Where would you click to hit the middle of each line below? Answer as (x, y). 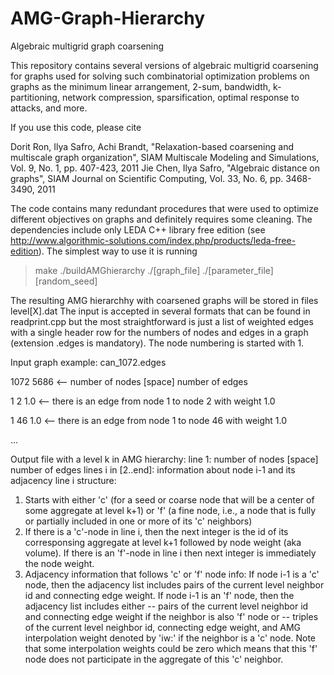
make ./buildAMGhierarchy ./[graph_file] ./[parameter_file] (154, 270)
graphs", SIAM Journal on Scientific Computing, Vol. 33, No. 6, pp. (147, 178)
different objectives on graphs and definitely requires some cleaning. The (161, 219)
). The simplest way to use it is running (118, 251)
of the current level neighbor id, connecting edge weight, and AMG (163, 627)
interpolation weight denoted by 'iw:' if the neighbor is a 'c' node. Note (170, 638)
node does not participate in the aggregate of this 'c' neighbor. (154, 659)
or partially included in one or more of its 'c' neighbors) (138, 521)
